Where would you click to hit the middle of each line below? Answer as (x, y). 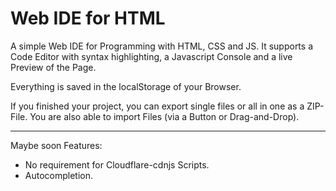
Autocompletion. (59, 175)
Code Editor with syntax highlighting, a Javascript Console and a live (151, 56)
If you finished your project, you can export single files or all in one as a (157, 106)
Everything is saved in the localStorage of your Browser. (126, 86)
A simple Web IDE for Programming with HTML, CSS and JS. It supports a (161, 46)
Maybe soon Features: (56, 145)
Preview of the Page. (53, 67)
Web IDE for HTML (88, 18)
